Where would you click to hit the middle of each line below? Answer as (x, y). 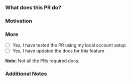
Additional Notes (26, 74)
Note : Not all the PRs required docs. (42, 61)
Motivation (19, 20)
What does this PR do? (33, 7)
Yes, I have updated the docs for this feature (58, 51)
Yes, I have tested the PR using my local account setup (69, 45)
